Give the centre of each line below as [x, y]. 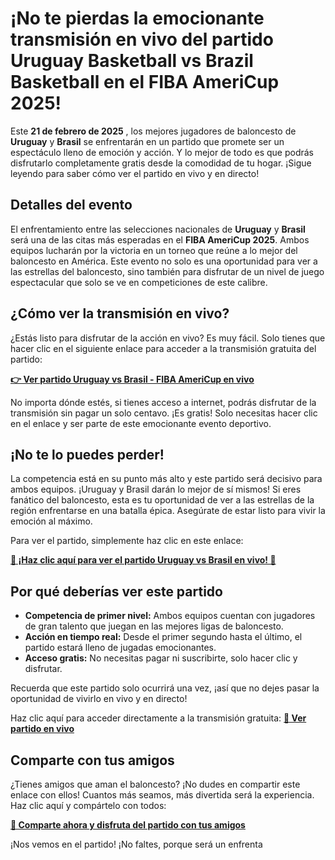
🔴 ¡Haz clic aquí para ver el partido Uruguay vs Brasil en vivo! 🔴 [143, 560]
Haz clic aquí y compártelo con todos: [88, 805]
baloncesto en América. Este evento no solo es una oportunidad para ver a [164, 261]
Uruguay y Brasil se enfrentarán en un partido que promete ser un [147, 141]
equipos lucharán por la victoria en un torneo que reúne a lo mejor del [154, 250]
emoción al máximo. [51, 521]
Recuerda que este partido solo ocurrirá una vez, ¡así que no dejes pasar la [165, 688]
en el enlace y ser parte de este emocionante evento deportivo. [141, 423]
